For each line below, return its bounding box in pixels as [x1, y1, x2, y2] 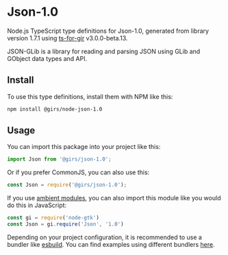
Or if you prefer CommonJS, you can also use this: [7, 168, 150, 176]
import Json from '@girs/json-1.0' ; [7, 156, 112, 163]
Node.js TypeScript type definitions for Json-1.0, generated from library [7, 27, 210, 35]
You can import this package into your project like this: [7, 143, 161, 151]
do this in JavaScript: [7, 201, 67, 209]
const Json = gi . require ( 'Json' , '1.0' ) [7, 221, 125, 228]
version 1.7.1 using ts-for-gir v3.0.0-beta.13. [7, 33, 128, 42]
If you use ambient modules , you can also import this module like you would [7, 194, 221, 202]
